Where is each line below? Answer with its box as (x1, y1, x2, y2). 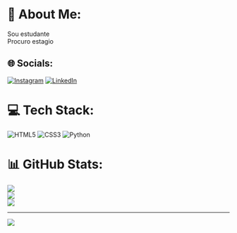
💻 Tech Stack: (7, 102, 95, 118)
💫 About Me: (7, 6, 82, 23)
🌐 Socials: (7, 58, 54, 70)
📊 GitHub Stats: (7, 156, 104, 172)
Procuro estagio (7, 37, 54, 45)
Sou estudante (7, 30, 50, 38)
